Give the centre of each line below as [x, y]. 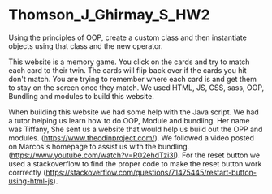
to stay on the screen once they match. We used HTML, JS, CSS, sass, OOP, [136, 88]
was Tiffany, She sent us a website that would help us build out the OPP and [136, 129]
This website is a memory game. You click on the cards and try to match [129, 62]
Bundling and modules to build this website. [81, 96]
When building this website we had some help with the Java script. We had [134, 112]
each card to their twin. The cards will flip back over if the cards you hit [127, 70]
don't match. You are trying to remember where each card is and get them [133, 79]
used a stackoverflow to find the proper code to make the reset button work [135, 163]
